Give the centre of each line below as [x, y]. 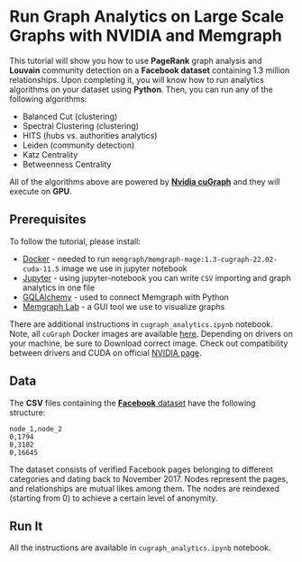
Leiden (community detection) [78, 145]
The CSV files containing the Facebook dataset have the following [133, 403]
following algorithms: [48, 99]
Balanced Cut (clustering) [70, 116]
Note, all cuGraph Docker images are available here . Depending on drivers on [151, 333]
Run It [26, 526]
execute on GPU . [41, 191]
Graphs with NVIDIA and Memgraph [146, 36]
